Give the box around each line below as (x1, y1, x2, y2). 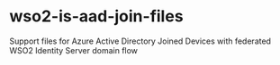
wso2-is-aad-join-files (9, 6, 184, 27)
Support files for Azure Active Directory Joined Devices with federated (9, 36, 272, 46)
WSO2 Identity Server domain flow (9, 45, 138, 55)
